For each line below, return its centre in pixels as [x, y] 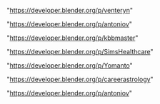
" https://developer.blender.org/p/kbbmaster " [72, 38]
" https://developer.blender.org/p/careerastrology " [80, 79]
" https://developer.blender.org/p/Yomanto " [70, 66]
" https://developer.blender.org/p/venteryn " [70, 10]
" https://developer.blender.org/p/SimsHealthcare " [80, 52]
